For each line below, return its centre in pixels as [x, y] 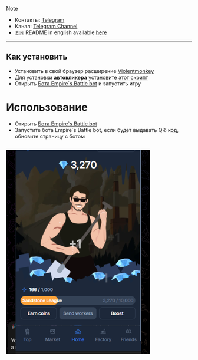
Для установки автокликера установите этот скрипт [81, 77]
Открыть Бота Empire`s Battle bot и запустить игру [78, 83]
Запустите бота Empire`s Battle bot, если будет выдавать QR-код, [96, 130]
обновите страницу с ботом [50, 136]
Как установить [37, 57]
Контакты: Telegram [39, 20]
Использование [47, 107]
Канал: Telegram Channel [46, 26]
